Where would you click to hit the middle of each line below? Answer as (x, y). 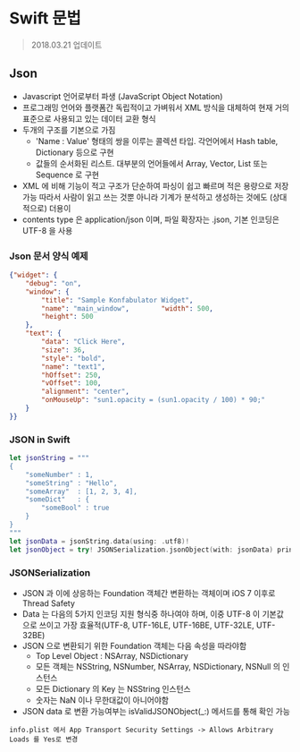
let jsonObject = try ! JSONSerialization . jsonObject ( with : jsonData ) (142, 550)
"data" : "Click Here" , (83, 342)
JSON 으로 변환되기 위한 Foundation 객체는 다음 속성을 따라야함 (134, 645)
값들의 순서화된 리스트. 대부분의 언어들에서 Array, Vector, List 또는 (151, 163)
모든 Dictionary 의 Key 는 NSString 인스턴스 (113, 688)
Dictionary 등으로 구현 (75, 152)
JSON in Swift (40, 440)
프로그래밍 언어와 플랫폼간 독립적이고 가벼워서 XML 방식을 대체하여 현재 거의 (156, 107)
